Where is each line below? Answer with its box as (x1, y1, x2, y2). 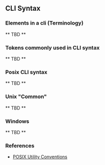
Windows (5, 118, 30, 125)
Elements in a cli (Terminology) (5, 20, 84, 27)
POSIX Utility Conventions (12, 154, 68, 160)
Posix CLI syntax (5, 68, 47, 76)
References (5, 142, 35, 149)
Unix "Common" (5, 93, 47, 100)
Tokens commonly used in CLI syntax (5, 44, 100, 51)
